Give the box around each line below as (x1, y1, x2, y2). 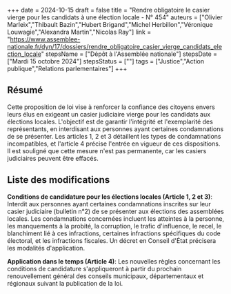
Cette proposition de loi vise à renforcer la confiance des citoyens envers (7, 103, 215, 111)
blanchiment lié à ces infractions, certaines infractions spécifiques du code (7, 229, 221, 237)
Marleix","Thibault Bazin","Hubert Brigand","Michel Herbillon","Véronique (7, 21, 213, 28)
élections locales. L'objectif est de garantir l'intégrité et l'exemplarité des (7, 117, 214, 126)
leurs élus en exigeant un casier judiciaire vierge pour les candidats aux (7, 110, 211, 118)
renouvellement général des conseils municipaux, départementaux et (7, 272, 204, 280)
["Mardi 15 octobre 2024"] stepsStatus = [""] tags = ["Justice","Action (7, 57, 205, 65)
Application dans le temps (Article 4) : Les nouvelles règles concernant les (7, 257, 221, 265)
